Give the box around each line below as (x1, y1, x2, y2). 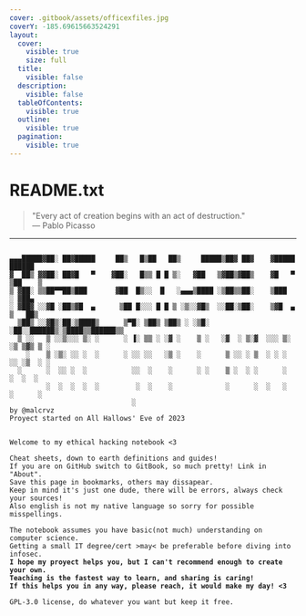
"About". (9, 469, 43, 479)
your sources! (9, 494, 64, 503)
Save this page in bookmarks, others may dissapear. (9, 477, 214, 486)
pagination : (17, 132, 64, 141)
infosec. (9, 549, 43, 559)
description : (17, 81, 67, 90)
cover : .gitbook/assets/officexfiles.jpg (9, 13, 169, 23)
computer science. (9, 533, 79, 543)
